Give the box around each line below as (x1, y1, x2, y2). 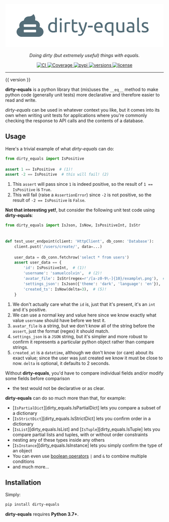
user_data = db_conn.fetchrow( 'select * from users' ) (14, 254, 129, 260)
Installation (5, 478, 41, 487)
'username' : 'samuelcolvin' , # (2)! (23, 271, 102, 276)
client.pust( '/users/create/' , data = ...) (14, 244, 102, 249)
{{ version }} (5, 76, 31, 82)
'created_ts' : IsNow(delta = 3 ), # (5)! (23, 287, 107, 292)
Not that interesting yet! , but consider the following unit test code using (5, 207, 155, 213)
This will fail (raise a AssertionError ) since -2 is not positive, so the (12, 192, 152, 198)
